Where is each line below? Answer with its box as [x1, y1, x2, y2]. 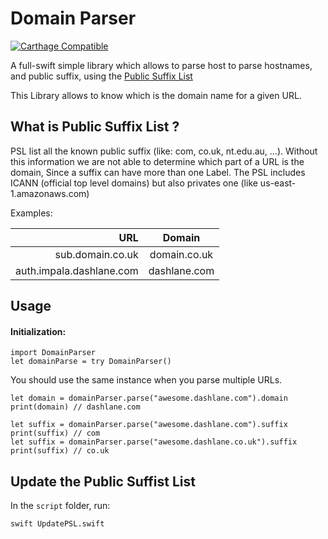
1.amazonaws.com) [10, 187, 90, 199]
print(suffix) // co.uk [10, 446, 110, 456]
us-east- [259, 177, 297, 189]
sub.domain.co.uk [54, 247, 139, 261]
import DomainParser [10, 348, 97, 358]
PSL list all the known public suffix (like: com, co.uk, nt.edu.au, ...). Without [10, 145, 318, 157]
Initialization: [10, 325, 67, 337]
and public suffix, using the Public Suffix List [10, 70, 193, 82]
